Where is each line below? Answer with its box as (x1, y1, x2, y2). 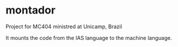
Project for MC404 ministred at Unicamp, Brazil (5, 23, 122, 30)
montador (5, 4, 56, 17)
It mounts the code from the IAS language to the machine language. (5, 34, 173, 41)
